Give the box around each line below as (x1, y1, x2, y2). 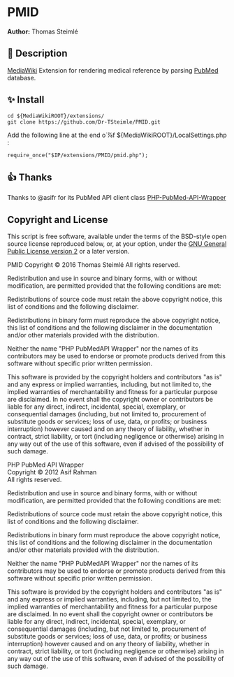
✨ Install (7, 94, 45, 105)
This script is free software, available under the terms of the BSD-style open (7, 232, 227, 241)
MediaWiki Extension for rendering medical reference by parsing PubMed (7, 66, 219, 74)
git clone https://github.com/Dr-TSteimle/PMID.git (7, 118, 161, 126)
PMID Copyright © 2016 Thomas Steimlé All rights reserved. (7, 261, 180, 269)
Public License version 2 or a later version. (7, 247, 130, 256)
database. (7, 73, 36, 82)
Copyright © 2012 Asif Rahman (7, 468, 97, 476)
